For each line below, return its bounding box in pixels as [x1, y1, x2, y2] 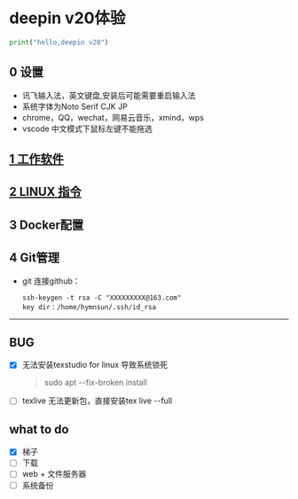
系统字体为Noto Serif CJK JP [21, 101, 129, 112]
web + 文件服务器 [21, 469, 87, 480]
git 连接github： [21, 276, 81, 286]
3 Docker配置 [9, 217, 84, 232]
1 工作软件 [9, 152, 65, 167]
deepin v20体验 [9, 8, 126, 28]
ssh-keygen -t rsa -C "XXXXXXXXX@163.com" [21, 293, 182, 302]
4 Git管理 [9, 250, 60, 266]
